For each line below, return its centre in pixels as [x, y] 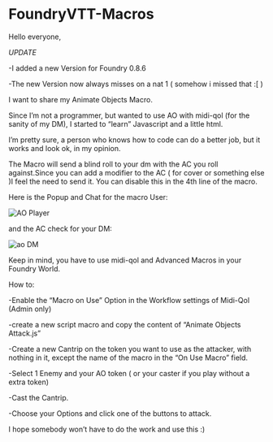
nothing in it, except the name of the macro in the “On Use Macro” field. [128, 357]
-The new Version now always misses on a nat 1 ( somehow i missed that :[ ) [136, 84]
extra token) [29, 382]
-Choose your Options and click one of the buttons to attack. [110, 413]
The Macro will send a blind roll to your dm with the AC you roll [113, 164]
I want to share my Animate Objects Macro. [80, 99]
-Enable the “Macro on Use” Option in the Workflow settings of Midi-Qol [129, 300]
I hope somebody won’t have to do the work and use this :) [107, 429]
